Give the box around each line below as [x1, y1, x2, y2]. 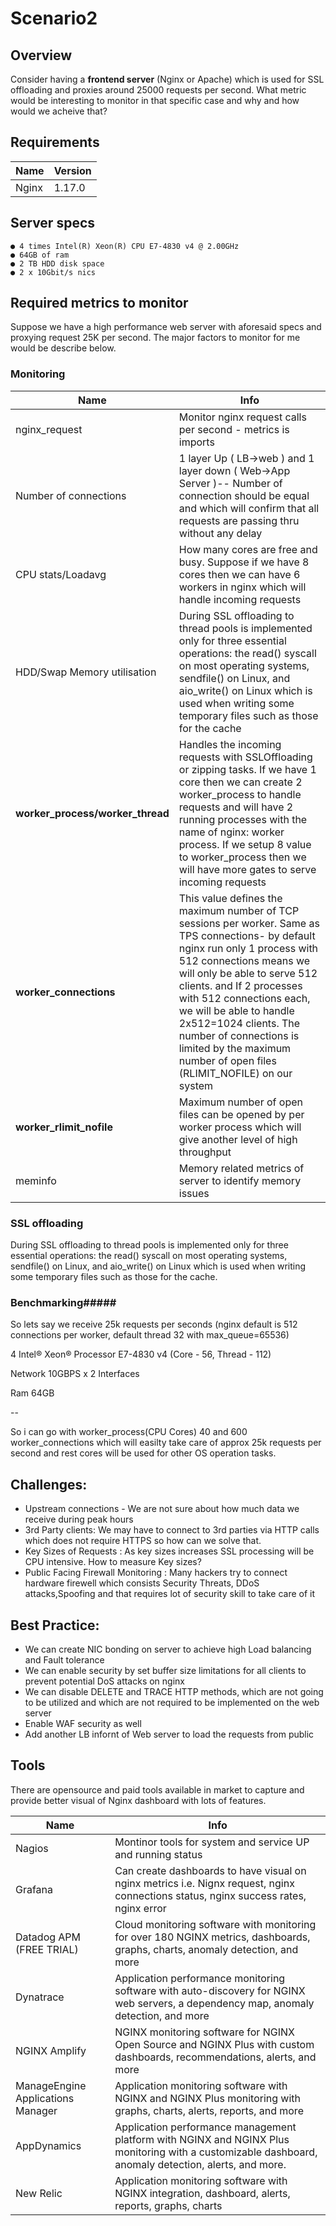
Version [53, 163, 92, 177]
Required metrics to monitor [10, 295, 189, 312]
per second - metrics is [178, 422, 290, 436]
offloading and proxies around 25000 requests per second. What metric [10, 84, 307, 96]
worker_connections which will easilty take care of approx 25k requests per [10, 1437, 322, 1449]
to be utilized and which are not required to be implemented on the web [24, 1696, 320, 1708]
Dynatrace [15, 1990, 65, 2004]
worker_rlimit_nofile [15, 1120, 113, 1134]
